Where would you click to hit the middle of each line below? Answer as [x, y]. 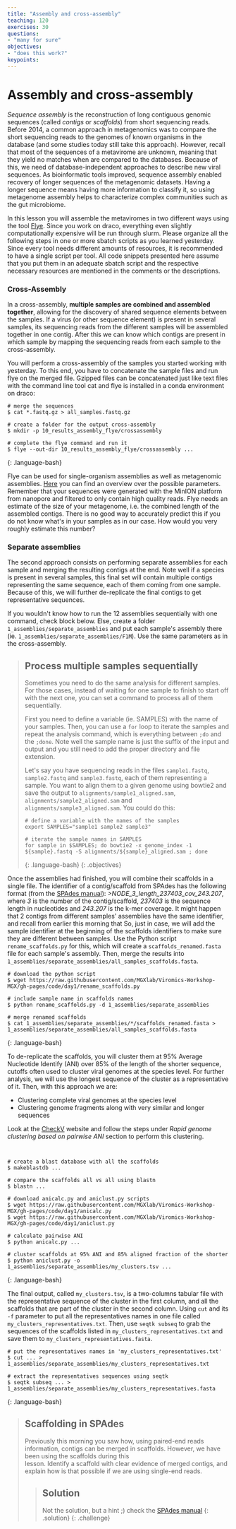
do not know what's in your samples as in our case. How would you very [112, 521]
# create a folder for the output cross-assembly [82, 425]
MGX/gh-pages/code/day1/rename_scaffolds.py [74, 986]
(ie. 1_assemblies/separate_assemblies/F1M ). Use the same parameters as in [118, 636]
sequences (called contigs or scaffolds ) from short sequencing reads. [109, 122]
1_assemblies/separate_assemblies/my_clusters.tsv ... [89, 1267]
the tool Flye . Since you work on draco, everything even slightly [100, 225]
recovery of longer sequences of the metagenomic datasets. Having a [109, 182]
